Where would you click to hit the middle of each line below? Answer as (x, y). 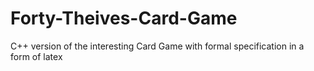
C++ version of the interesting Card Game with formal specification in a (157, 46)
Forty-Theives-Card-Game (124, 18)
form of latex (36, 56)
